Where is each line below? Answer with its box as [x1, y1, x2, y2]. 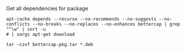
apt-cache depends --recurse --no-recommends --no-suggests [6, 16, 157, 22]
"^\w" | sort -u [6, 26, 46, 32]
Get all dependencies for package [6, 5, 88, 12]
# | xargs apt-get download [6, 31, 75, 37]
